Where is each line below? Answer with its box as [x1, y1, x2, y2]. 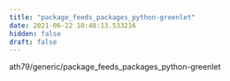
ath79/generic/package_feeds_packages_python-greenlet [9, 62, 221, 72]
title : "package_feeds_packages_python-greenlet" [9, 12, 196, 22]
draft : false [9, 37, 57, 47]
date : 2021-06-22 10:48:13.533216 [9, 21, 137, 30]
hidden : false [9, 29, 62, 38]
